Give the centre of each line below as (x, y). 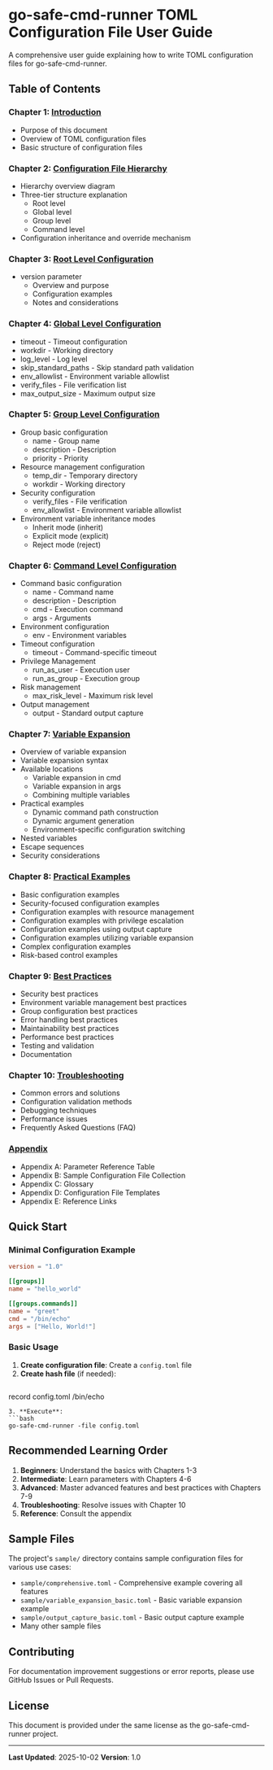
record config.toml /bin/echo (56, 1396)
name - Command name (73, 592)
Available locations (52, 769)
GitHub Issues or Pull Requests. (61, 1680)
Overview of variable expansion (73, 752)
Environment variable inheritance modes (88, 518)
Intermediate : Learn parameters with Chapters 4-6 (106, 1479)
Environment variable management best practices (103, 1002)
